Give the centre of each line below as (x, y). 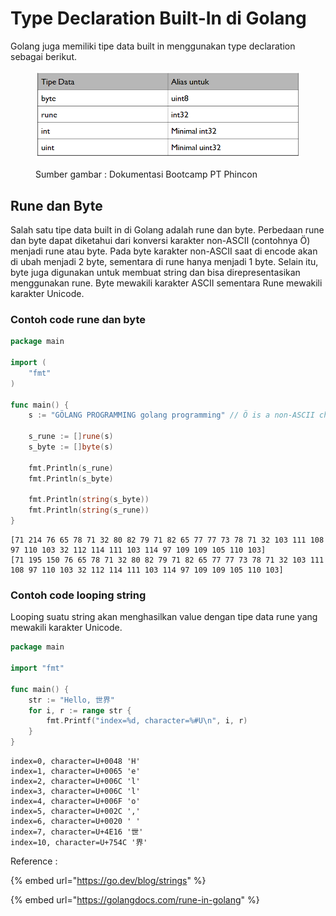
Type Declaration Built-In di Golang (158, 18)
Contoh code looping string (78, 595)
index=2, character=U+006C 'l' (75, 782)
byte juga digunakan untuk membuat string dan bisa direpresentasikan (155, 273)
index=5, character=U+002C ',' (75, 812)
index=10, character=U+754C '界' (79, 843)
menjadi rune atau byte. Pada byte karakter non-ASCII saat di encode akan (164, 251)
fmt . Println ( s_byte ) (71, 478)
